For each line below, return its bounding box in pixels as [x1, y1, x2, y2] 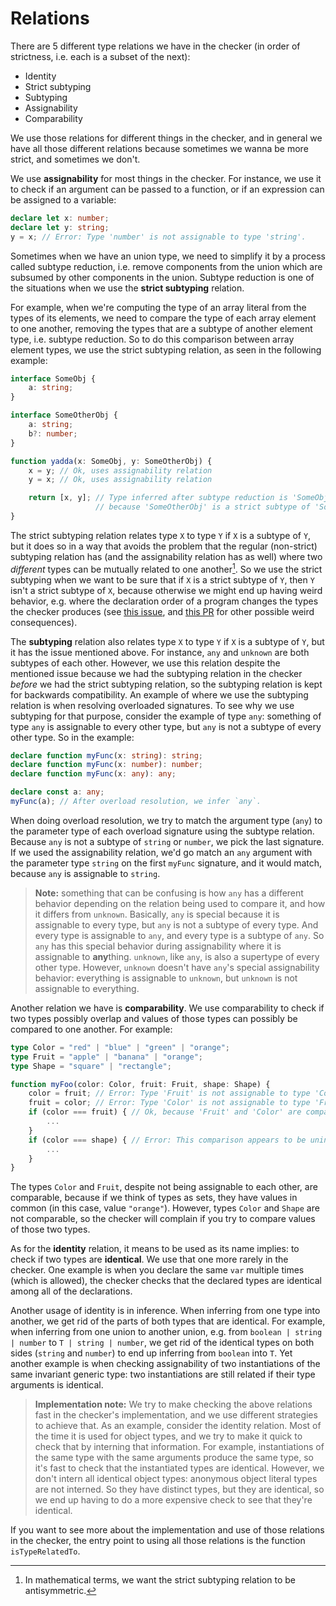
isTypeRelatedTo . [10, 1545, 81, 1557]
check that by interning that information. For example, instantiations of [34, 1441, 325, 1453]
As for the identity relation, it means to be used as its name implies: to [10, 1243, 300, 1255]
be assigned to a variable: [10, 193, 117, 206]
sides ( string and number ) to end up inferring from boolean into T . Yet [10, 1347, 293, 1359]
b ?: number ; [28, 428, 78, 439]
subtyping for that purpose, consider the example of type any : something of [10, 710, 322, 722]
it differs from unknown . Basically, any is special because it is [34, 908, 280, 920]
